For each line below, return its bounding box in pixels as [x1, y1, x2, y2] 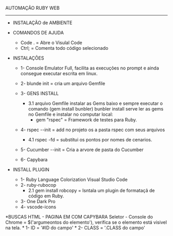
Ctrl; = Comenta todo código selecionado [20, 45, 109, 51]
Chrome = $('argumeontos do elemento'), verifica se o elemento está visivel [5, 219, 167, 225]
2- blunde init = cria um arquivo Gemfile [20, 80, 106, 86]
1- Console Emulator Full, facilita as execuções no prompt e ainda [20, 65, 160, 71]
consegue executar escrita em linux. [20, 70, 98, 77]
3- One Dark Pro [20, 198, 56, 204]
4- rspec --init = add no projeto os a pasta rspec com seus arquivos [20, 126, 165, 133]
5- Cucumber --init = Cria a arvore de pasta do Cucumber [20, 147, 144, 153]
